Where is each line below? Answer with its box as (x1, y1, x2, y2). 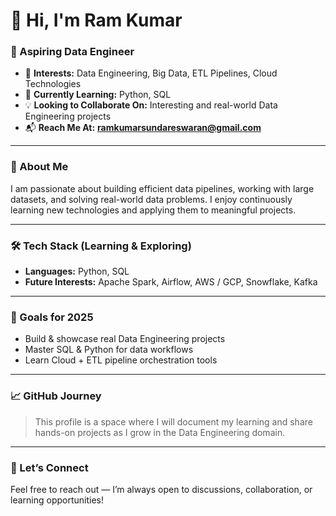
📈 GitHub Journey (10, 389, 102, 403)
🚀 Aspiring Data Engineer (10, 45, 135, 59)
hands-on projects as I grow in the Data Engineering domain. (34, 426, 286, 438)
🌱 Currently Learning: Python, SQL (24, 89, 172, 101)
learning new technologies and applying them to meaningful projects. (10, 204, 297, 216)
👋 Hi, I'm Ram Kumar (10, 9, 183, 32)
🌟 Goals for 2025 (10, 310, 94, 324)
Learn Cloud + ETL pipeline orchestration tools (24, 354, 218, 366)
